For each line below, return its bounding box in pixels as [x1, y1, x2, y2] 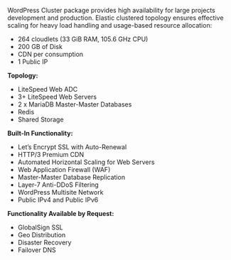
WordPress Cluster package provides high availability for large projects [7, 6, 215, 14]
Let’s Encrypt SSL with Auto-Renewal [17, 143, 127, 151]
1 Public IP [17, 58, 48, 66]
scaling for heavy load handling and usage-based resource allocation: [7, 21, 213, 29]
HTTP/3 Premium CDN [17, 151, 84, 158]
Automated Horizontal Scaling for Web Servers [17, 158, 155, 166]
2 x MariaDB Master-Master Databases [17, 100, 132, 109]
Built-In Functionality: [7, 129, 73, 137]
